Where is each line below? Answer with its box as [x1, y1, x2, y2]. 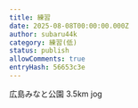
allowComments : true [9, 54, 86, 63]
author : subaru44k [9, 29, 77, 38]
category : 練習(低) [9, 37, 77, 47]
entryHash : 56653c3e [9, 63, 86, 72]
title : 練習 [9, 12, 51, 22]
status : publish [9, 46, 69, 55]
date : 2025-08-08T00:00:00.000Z [9, 21, 129, 30]
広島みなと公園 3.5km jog [9, 88, 102, 99]
